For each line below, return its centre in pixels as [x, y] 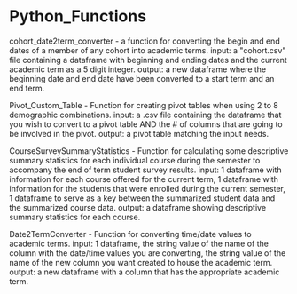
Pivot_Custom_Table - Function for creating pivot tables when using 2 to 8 [144, 105]
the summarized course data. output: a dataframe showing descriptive [138, 207]
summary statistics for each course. [75, 217]
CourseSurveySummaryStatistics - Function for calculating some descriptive [149, 151]
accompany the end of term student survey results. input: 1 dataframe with [145, 170]
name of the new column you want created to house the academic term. [141, 262]
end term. [27, 88]
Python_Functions [78, 16]
